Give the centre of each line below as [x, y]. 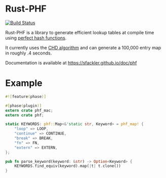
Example [24, 83]
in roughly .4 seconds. [29, 53]
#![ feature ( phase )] [26, 96]
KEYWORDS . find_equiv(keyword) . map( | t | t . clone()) [68, 166]
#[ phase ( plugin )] [24, 106]
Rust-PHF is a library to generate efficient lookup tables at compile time [80, 32]
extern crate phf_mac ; [29, 110]
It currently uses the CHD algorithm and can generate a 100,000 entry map [83, 47]
